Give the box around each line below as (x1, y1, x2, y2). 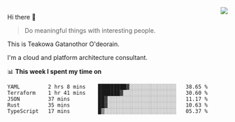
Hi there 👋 (7, 13, 36, 21)
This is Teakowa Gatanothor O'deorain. (7, 40, 120, 48)
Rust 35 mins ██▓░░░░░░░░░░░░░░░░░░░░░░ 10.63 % (7, 102, 208, 109)
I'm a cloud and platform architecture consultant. (7, 54, 148, 61)
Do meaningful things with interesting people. (24, 26, 156, 34)
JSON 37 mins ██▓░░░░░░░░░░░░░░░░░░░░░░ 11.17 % (7, 96, 208, 102)
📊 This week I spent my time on (7, 68, 102, 75)
